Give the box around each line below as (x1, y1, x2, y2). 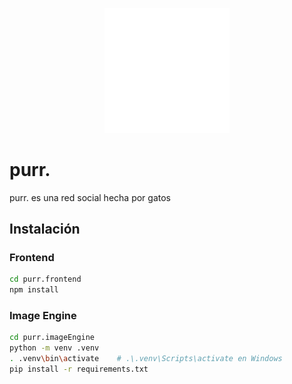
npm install (9, 285, 59, 295)
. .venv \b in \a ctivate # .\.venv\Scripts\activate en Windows (9, 354, 283, 364)
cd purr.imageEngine (9, 333, 96, 343)
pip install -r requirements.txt (9, 364, 149, 375)
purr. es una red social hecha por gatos (9, 191, 171, 203)
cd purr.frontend (9, 274, 82, 285)
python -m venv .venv (9, 343, 100, 353)
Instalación (9, 221, 81, 238)
